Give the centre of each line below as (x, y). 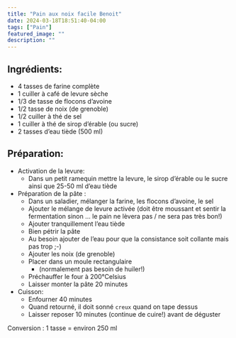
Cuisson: (30, 291)
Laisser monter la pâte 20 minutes (78, 284)
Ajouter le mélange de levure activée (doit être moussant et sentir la (127, 208)
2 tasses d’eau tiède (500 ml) (60, 131)
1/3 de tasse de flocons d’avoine (64, 101)
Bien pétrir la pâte (54, 231)
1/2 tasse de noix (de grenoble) (63, 109)
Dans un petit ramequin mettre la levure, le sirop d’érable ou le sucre (128, 178)
